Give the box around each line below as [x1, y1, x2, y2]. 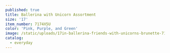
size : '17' [5, 17, 28, 22]
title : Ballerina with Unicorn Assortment [5, 12, 96, 17]
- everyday [10, 40, 33, 45]
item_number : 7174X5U [5, 21, 51, 27]
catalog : [5, 36, 24, 41]
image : [5, 31, 19, 36]
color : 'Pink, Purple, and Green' [5, 26, 78, 31]
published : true [5, 7, 39, 13]
